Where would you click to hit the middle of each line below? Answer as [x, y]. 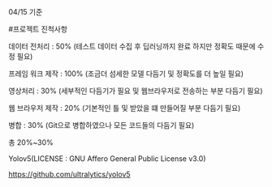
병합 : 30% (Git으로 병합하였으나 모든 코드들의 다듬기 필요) [101, 125]
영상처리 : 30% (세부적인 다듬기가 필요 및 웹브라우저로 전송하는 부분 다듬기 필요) [136, 91]
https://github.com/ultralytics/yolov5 [70, 174]
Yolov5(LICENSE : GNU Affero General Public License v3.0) [107, 159]
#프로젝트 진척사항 [38, 29]
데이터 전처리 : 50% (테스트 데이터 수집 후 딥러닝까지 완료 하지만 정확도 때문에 [132, 46]
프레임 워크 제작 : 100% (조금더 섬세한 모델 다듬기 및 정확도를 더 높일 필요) [126, 74]
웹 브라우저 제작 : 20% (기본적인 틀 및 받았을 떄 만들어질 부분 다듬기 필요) [125, 108]
